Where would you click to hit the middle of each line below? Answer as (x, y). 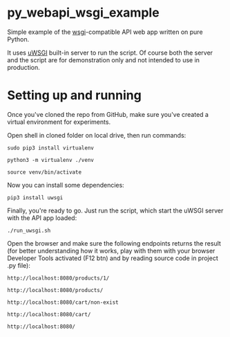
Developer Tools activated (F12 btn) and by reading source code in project (113, 258)
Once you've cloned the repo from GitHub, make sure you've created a (108, 114)
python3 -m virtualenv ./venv (51, 160)
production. (23, 67)
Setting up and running (74, 95)
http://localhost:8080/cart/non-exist (63, 302)
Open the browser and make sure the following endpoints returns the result (114, 243)
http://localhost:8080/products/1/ (58, 278)
